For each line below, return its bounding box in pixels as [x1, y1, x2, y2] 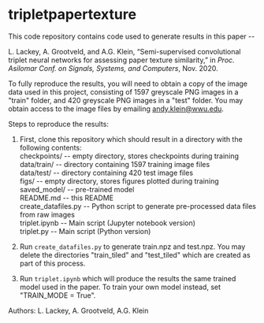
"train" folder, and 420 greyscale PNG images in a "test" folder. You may [8, 95, 244, 105]
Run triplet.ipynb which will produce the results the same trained [19, 273, 236, 283]
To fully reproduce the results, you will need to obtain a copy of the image [8, 79, 248, 88]
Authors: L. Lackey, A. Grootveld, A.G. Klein [8, 306, 149, 315]
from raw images [19, 210, 75, 219]
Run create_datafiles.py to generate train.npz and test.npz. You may [19, 242, 246, 251]
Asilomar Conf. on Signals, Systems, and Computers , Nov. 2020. [8, 63, 218, 72]
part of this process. [19, 258, 86, 268]
